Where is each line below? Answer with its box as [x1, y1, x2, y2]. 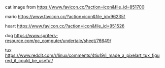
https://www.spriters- [14, 33, 58, 38]
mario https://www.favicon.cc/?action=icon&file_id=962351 [5, 14, 126, 19]
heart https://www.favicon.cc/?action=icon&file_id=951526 [5, 23, 125, 29]
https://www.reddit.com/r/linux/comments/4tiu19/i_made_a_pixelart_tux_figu [5, 52, 160, 58]
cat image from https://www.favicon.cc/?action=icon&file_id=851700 [5, 4, 145, 10]
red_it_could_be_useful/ [5, 58, 53, 63]
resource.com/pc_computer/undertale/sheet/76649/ [5, 38, 112, 44]
